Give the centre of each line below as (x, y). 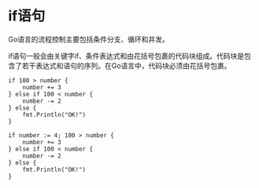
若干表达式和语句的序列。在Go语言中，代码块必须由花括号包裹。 (126, 65)
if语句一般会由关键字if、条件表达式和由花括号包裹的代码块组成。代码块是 (126, 56)
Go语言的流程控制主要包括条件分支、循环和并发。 (89, 39)
